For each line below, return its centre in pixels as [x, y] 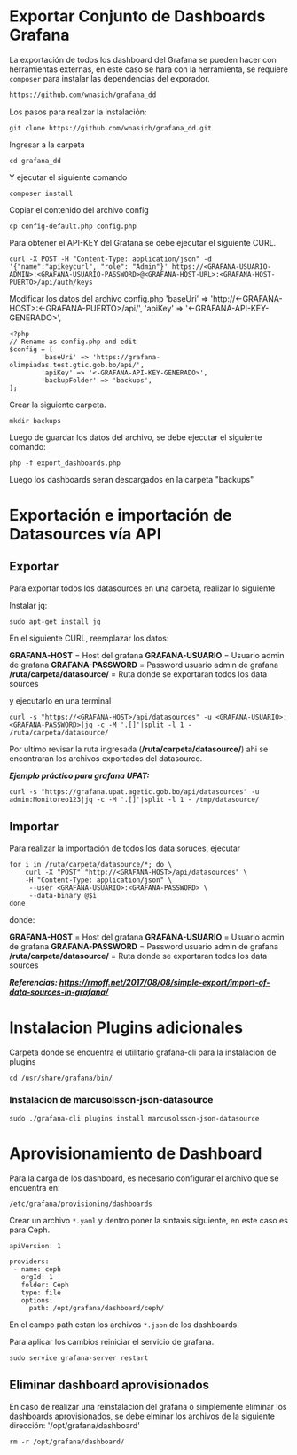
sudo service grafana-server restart [79, 1358]
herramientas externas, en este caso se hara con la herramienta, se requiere [148, 69]
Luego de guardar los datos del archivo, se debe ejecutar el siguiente [136, 437]
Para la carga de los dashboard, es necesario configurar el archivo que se [144, 1178]
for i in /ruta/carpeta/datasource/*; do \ [91, 864]
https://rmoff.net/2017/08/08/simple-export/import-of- [164, 982]
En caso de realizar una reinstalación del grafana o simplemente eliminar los [148, 1406]
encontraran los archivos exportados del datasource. [106, 758]
